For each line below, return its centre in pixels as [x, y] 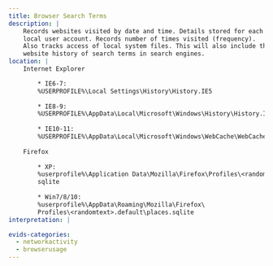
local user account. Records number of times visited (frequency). [139, 39]
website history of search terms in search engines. [114, 54]
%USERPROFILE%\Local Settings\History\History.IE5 [125, 91]
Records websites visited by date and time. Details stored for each [143, 31]
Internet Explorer [54, 69]
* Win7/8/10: [60, 197]
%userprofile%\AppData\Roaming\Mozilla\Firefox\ [121, 204]
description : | [34, 24]
